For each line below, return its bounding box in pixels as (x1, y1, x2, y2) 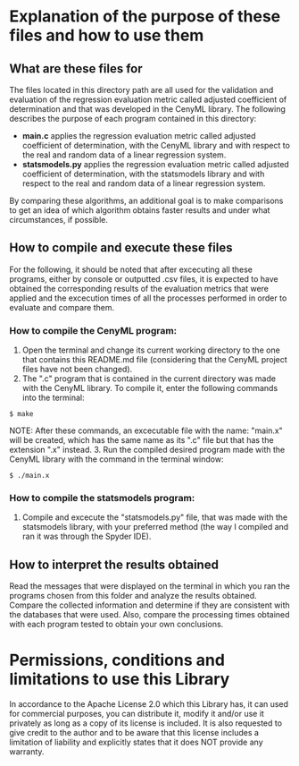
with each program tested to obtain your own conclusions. (9, 619, 224, 630)
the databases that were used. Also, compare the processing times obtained (9, 609, 290, 620)
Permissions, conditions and (9, 651, 226, 670)
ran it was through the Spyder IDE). (21, 531, 152, 542)
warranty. (9, 746, 45, 757)
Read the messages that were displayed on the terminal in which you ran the (9, 581, 290, 592)
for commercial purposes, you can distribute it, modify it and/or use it (9, 709, 265, 719)
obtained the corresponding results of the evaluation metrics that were (9, 283, 270, 294)
